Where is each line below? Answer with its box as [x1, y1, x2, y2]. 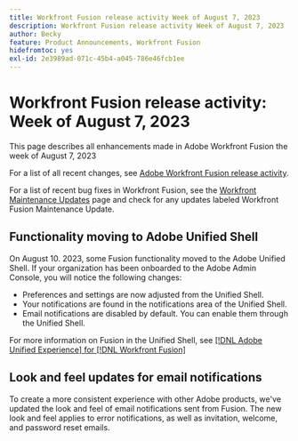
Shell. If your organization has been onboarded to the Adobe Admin [9, 262, 256, 273]
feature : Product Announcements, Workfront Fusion [9, 37, 201, 47]
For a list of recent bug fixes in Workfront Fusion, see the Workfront [9, 184, 257, 196]
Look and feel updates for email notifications [9, 370, 262, 385]
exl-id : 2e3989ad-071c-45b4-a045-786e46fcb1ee [9, 54, 185, 63]
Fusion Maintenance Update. [9, 204, 115, 214]
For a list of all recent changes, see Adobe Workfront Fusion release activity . [9, 167, 289, 178]
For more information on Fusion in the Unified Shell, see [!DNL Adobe [9, 334, 262, 345]
